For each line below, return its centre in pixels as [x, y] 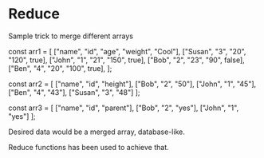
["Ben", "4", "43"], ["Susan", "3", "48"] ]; [75, 92]
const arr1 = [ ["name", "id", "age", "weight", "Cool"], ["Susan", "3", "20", [127, 51]
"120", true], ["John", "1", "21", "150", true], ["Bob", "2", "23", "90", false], [126, 60]
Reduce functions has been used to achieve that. [89, 147]
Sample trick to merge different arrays [71, 36]
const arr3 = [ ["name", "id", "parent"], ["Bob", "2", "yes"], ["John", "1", [124, 108]
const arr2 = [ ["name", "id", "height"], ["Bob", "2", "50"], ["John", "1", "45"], [132, 84]
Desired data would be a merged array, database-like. [97, 132]
